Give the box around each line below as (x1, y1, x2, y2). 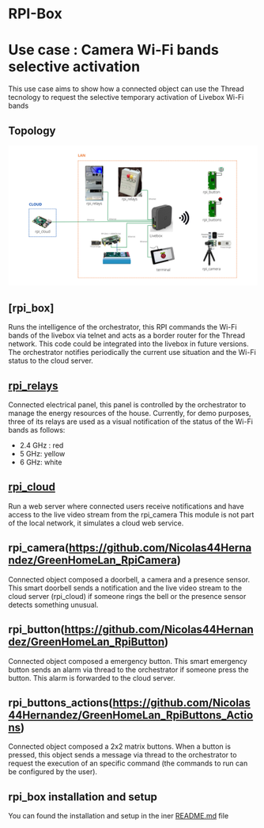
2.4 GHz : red (19, 441, 64, 450)
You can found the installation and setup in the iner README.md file (8, 811, 229, 821)
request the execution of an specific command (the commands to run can (8, 758, 248, 769)
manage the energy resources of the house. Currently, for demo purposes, (8, 409, 251, 418)
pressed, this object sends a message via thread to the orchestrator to (8, 750, 237, 760)
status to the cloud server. (8, 356, 93, 365)
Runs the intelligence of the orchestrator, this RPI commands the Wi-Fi (8, 322, 237, 332)
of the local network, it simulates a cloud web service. (8, 518, 184, 528)
